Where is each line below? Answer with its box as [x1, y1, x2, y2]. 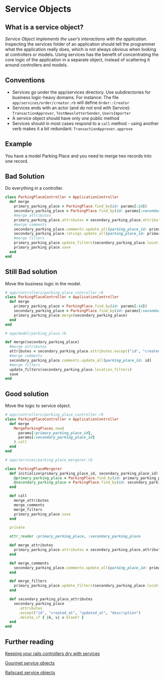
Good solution [5, 390, 49, 398]
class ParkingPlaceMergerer [5, 466, 62, 471]
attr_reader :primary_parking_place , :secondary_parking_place [9, 534, 141, 539]
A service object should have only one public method [12, 115, 120, 121]
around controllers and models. [5, 62, 68, 68]
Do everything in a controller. [5, 185, 63, 191]
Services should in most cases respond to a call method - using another [12, 120, 159, 126]
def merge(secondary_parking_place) [5, 340, 80, 345]
